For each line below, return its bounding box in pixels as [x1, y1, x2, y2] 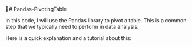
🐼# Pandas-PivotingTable [5, 6, 67, 12]
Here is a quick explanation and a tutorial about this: [5, 35, 132, 41]
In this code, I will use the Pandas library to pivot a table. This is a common [5, 17, 187, 23]
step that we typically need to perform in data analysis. [5, 23, 139, 30]
